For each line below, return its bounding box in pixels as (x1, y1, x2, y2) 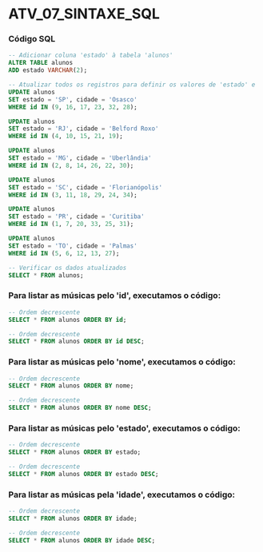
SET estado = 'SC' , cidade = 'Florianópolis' (8, 183, 162, 192)
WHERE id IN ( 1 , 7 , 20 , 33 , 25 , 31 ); (8, 220, 134, 228)
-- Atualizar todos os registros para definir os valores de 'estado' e (8, 81, 256, 89)
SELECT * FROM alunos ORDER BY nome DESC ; (8, 404, 152, 412)
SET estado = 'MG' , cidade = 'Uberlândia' (8, 154, 152, 162)
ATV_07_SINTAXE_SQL (8, 5, 160, 23)
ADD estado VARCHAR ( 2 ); (8, 66, 88, 74)
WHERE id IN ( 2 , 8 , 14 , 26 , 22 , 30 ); (8, 161, 134, 169)
